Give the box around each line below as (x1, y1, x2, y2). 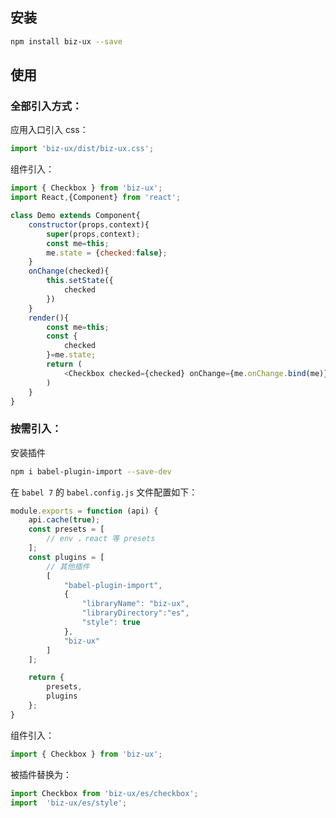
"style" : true (81, 618, 141, 628)
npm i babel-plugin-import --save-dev (10, 466, 172, 477)
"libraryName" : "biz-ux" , (81, 599, 190, 609)
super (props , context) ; (46, 229, 141, 239)
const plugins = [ (28, 552, 105, 562)
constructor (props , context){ (28, 219, 150, 230)
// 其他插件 (46, 561, 90, 572)
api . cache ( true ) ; (28, 515, 101, 525)
